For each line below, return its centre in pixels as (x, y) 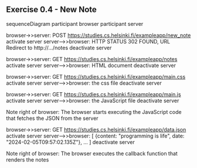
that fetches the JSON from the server (52, 118)
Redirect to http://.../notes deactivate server (59, 48)
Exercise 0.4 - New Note (51, 10)
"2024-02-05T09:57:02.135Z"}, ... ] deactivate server (70, 142)
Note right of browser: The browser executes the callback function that (92, 153)
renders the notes (28, 159)
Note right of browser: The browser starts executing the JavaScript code (94, 112)
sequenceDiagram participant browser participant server (75, 23)
